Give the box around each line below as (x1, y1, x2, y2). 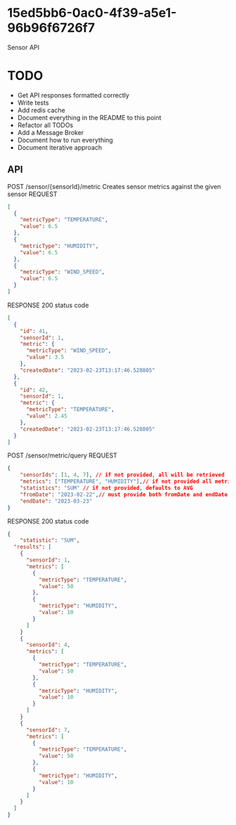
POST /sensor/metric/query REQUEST (7, 451, 118, 460)
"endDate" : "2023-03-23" (20, 498, 93, 505)
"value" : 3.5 (25, 353, 65, 361)
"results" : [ (13, 543, 52, 551)
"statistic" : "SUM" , (20, 537, 80, 544)
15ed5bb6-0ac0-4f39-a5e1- (7, 5, 177, 21)
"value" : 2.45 (25, 412, 68, 420)
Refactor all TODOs (17, 121, 74, 129)
